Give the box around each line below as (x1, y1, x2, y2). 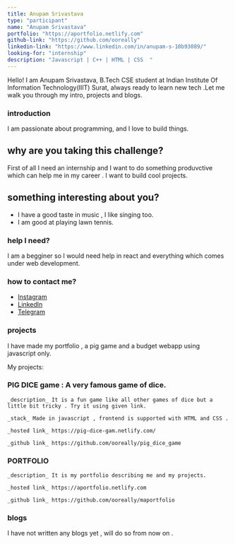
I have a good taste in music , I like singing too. (17, 210, 154, 219)
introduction (7, 108, 51, 118)
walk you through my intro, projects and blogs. (7, 90, 143, 99)
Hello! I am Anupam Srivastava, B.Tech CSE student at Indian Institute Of (7, 76, 218, 84)
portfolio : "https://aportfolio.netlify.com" (7, 30, 143, 37)
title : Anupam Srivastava (7, 10, 83, 18)
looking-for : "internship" (7, 50, 87, 57)
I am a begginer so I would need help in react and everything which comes (7, 252, 224, 260)
